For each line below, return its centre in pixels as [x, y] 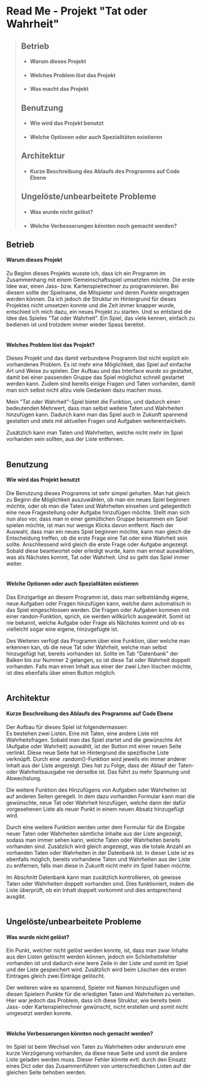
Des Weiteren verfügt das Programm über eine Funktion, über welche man [98, 641]
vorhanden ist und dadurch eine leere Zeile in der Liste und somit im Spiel [97, 963]
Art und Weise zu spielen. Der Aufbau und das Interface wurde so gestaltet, [100, 371]
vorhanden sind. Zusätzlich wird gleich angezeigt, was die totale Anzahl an [98, 846]
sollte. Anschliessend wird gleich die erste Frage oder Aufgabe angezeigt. [97, 544]
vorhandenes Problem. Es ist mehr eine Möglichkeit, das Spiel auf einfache [99, 364]
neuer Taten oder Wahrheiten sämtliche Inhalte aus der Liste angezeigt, [94, 833]
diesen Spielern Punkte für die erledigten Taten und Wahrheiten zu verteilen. [101, 994]
